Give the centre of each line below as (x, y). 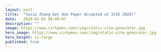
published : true (22, 42)
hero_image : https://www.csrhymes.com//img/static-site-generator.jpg (81, 33)
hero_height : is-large (29, 38)
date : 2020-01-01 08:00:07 (36, 19)
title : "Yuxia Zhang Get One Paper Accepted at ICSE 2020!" (71, 14)
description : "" (22, 24)
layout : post (19, 10)
